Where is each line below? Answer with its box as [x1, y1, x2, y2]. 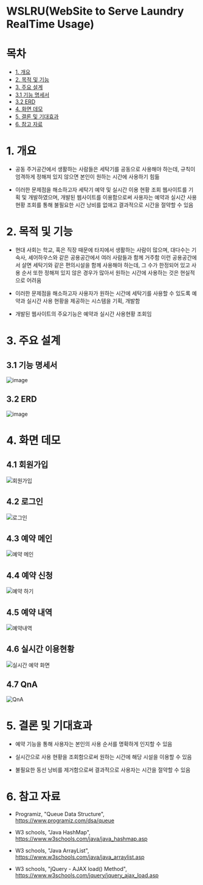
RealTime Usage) [6, 17, 94, 31]
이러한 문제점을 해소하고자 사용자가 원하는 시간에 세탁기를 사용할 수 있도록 [15, 290, 191, 297]
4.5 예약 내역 [6, 607, 53, 617]
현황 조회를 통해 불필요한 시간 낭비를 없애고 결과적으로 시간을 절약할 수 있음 [15, 201, 194, 208]
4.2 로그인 [6, 497, 44, 507]
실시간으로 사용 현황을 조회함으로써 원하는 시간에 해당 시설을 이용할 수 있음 [15, 753, 193, 760]
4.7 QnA [6, 680, 38, 690]
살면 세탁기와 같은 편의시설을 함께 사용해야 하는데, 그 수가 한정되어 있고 [21, 261, 190, 269]
